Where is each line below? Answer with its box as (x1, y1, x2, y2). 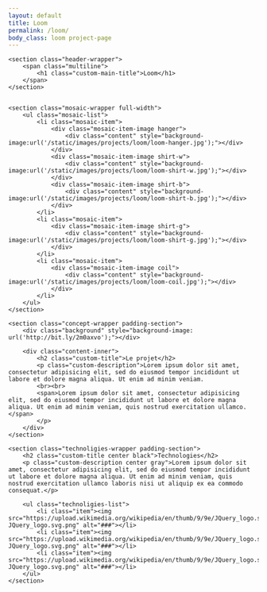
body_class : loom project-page (8, 33, 112, 42)
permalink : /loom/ (8, 26, 69, 34)
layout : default (8, 11, 62, 20)
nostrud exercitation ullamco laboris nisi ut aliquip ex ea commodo (8, 480, 244, 488)
